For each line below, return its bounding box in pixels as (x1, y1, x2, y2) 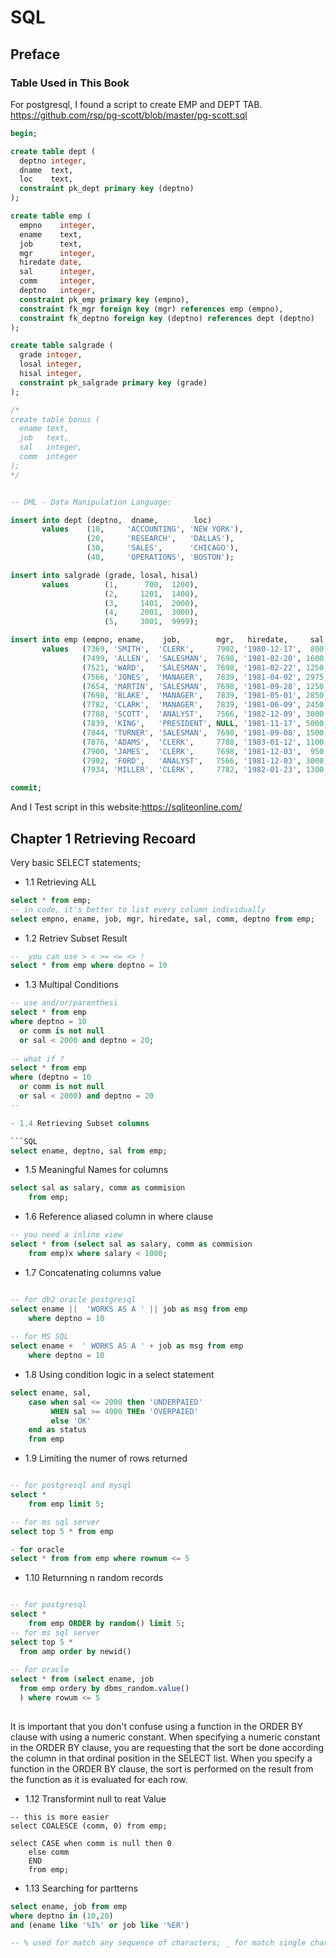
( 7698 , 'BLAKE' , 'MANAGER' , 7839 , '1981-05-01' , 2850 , (81, 691, 329, 701)
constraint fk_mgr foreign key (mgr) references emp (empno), (19, 304, 284, 314)
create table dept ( (10, 146, 97, 156)
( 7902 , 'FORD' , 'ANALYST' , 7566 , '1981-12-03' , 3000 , (81, 756, 329, 766)
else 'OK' (50, 1416, 92, 1426)
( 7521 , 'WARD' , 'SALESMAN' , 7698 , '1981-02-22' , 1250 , (81, 662, 329, 673)
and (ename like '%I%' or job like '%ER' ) (10, 1920, 190, 1930)
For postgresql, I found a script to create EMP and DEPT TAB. (10, 98, 263, 110)
